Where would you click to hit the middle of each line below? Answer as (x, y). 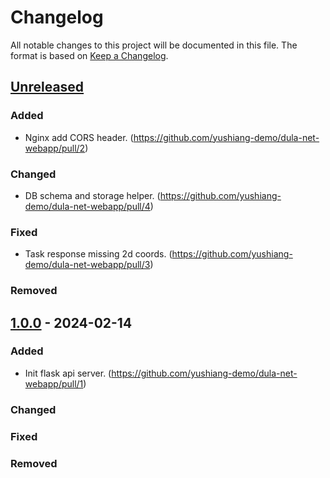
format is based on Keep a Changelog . (89, 55)
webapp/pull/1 (54, 383)
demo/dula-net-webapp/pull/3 (87, 265)
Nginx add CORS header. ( (79, 137)
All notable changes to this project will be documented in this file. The (154, 45)
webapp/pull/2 (55, 148)
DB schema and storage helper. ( (92, 195)
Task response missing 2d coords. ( (98, 254)
